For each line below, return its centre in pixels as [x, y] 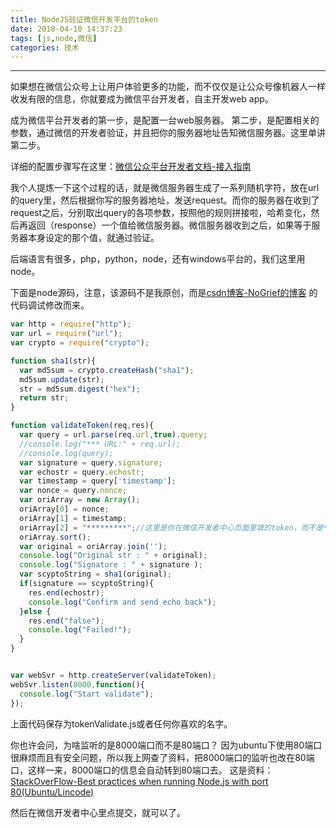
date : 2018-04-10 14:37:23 [66, 29]
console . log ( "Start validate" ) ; [87, 694]
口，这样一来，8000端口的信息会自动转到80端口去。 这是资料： [142, 770]
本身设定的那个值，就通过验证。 [93, 238]
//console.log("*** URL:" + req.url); [100, 444]
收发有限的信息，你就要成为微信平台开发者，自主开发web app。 [142, 99]
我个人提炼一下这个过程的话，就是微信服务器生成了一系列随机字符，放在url [165, 188]
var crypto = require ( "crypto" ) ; [80, 343]
